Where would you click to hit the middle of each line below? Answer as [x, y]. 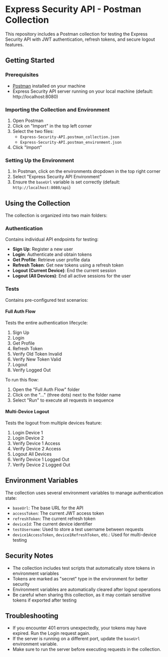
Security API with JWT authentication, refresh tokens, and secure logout [80, 39]
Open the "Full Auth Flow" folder [46, 389]
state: [11, 498]
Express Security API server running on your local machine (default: [83, 91]
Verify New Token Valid [37, 359]
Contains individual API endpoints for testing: [52, 239]
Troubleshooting [32, 616]
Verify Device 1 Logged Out [41, 459]
